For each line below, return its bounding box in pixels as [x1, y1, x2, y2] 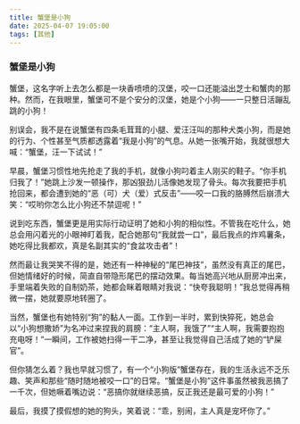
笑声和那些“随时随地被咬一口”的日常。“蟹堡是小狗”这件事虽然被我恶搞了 [24, 375, 289, 386]
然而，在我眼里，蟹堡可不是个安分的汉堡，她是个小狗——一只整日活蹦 [24, 94, 283, 104]
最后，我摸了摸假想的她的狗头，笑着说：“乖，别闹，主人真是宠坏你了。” [9, 405, 271, 416]
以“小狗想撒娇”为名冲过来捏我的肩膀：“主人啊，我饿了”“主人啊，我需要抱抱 [9, 322, 285, 333]
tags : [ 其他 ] [9, 29, 55, 38]
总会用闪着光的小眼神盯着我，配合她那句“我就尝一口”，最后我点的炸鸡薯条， [9, 229, 290, 239]
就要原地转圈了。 [47, 292, 112, 303]
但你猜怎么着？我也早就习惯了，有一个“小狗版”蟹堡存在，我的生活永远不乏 [9, 363, 283, 375]
